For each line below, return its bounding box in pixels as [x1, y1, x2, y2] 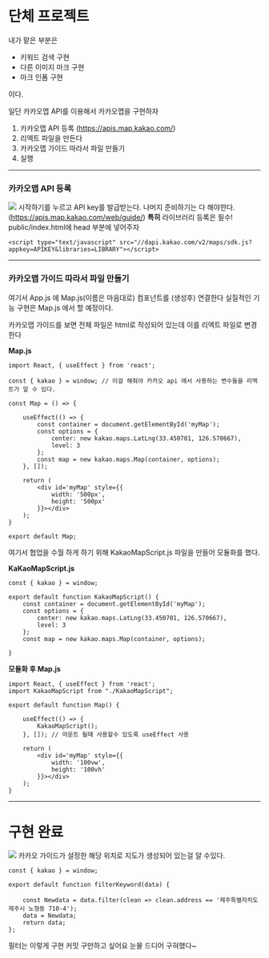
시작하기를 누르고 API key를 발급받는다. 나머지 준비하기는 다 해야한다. [18, 202, 235, 212]
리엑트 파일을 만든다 [19, 133, 82, 142]
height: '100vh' [50, 765, 106, 773]
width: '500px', [50, 490, 106, 499]
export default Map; [8, 532, 78, 540]
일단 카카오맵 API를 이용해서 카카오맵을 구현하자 [8, 106, 159, 116]
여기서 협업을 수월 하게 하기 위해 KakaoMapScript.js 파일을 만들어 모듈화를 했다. [8, 547, 260, 557]
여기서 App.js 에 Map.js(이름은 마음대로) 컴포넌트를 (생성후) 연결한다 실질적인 [8, 293, 252, 303]
